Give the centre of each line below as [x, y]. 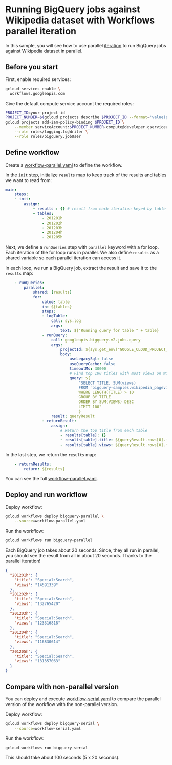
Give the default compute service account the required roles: [70, 103]
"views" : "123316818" [37, 623]
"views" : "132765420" [37, 604]
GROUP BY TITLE [95, 397]
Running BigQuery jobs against [73, 9]
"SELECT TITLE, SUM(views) [107, 383]
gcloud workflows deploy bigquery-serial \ [52, 724]
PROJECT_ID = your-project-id [35, 113]
